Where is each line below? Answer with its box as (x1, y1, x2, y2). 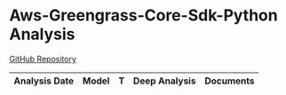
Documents (203, 75, 255, 87)
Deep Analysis (132, 75, 196, 87)
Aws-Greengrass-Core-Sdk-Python (9, 5, 278, 26)
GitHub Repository (9, 53, 77, 64)
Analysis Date (13, 75, 74, 87)
